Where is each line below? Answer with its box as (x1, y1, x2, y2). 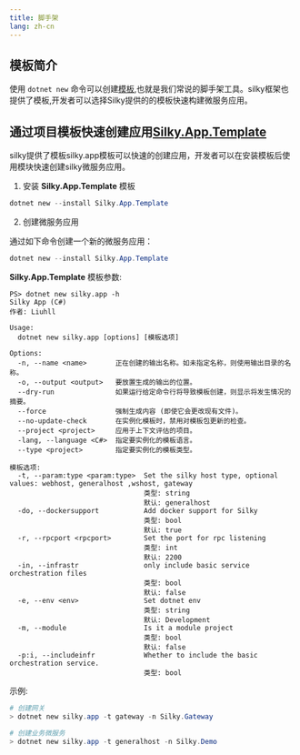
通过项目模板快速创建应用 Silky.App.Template (9, 124, 266, 139)
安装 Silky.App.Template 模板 (22, 181, 135, 192)
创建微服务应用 (22, 216, 79, 227)
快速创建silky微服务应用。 (33, 161, 130, 173)
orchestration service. (9, 659, 100, 668)
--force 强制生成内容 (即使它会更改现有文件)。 (17, 407, 243, 416)
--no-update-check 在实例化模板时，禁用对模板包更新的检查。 (17, 416, 251, 426)
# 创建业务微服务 (9, 729, 65, 738)
